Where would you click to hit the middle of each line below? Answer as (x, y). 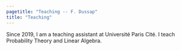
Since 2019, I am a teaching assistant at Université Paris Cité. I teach (90, 34)
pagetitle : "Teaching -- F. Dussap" (52, 12)
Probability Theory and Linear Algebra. (54, 40)
